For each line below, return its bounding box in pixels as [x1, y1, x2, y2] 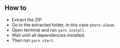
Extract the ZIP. [11, 16, 43, 22]
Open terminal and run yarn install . [11, 27, 86, 33]
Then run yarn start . [11, 37, 55, 43]
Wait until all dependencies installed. [11, 32, 85, 38]
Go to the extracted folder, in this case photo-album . [11, 22, 116, 28]
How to [4, 4, 27, 12]
